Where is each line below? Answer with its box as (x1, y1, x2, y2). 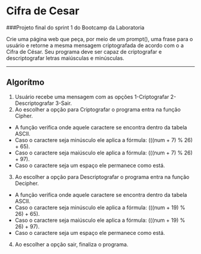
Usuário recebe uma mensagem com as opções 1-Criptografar (14, 93, 169, 100)
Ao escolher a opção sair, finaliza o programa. (14, 240, 129, 248)
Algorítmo (6, 78, 45, 88)
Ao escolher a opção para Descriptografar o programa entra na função (14, 173, 190, 180)
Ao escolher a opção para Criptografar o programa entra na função (14, 106, 181, 113)
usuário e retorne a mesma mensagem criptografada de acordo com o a (6, 42, 184, 49)
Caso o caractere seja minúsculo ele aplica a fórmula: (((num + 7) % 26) (14, 136, 193, 144)
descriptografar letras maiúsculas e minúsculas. (6, 54, 124, 61)
